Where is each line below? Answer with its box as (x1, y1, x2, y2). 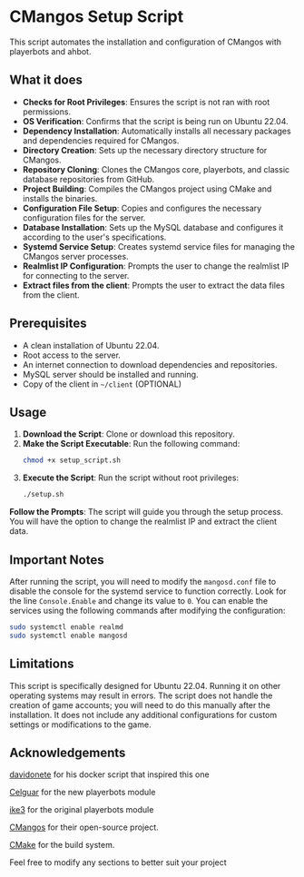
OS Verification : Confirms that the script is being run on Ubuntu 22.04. (22, 115, 289, 126)
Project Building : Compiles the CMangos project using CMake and (22, 183, 272, 194)
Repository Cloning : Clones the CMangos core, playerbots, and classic (22, 163, 290, 174)
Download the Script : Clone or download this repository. (22, 429, 235, 439)
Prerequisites (9, 316, 87, 331)
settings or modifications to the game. (9, 719, 152, 730)
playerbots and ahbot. (9, 45, 92, 56)
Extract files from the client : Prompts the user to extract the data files (22, 280, 286, 291)
